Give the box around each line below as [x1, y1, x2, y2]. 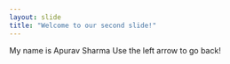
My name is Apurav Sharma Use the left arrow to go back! [9, 45, 222, 55]
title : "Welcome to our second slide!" [9, 21, 157, 30]
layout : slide [9, 12, 62, 22]
